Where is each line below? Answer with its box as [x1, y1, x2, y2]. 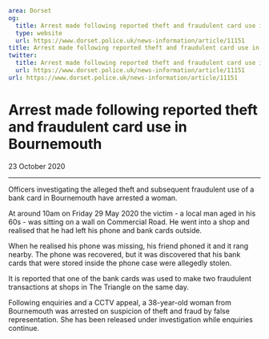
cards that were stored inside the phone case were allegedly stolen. [8, 258, 232, 268]
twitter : [8, 51, 38, 59]
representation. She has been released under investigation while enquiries [8, 314, 254, 324]
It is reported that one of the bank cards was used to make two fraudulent [8, 273, 252, 283]
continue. [8, 323, 40, 333]
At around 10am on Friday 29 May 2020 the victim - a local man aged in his [8, 208, 256, 218]
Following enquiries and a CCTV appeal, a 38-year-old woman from [8, 297, 232, 307]
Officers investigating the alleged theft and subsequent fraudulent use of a [8, 184, 255, 194]
